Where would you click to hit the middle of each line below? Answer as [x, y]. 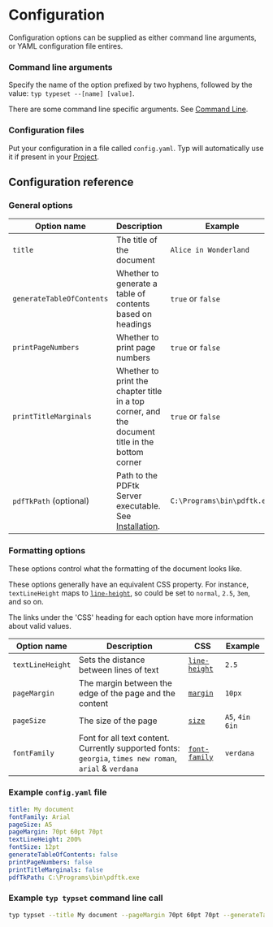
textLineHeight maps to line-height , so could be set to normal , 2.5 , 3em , [129, 593]
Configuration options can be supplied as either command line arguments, [133, 37]
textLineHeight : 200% [45, 840]
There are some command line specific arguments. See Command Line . [128, 109]
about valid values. [40, 626]
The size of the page [118, 721]
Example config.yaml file [58, 792]
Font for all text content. [124, 738]
